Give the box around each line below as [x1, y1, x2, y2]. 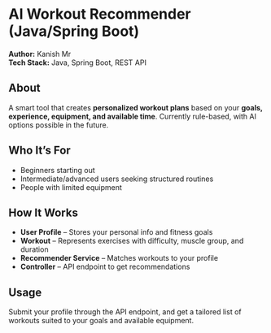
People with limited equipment [20, 182, 122, 192]
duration [20, 244, 49, 254]
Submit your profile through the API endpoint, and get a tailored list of [8, 307, 242, 317]
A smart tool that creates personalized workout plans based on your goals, [8, 102, 263, 112]
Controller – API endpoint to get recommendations [20, 262, 190, 272]
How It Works [8, 205, 79, 219]
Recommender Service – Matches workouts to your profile [20, 253, 218, 263]
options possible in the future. [8, 119, 109, 130]
